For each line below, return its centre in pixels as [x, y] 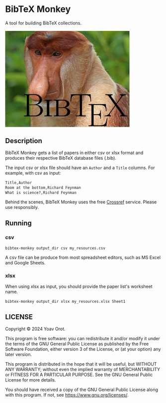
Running [19, 223]
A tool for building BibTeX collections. [43, 23]
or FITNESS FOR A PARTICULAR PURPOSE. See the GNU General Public [79, 375]
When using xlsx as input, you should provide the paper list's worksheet [79, 287]
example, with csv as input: [33, 173]
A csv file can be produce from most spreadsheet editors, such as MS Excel [83, 257]
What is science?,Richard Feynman [41, 193]
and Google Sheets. [25, 263]
